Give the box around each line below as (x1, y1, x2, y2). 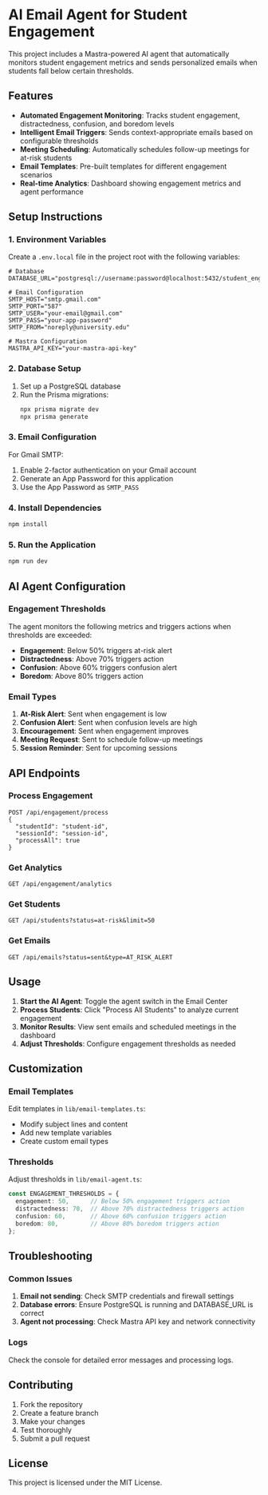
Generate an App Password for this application (19, 473, 174, 483)
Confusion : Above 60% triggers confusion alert (19, 662, 178, 672)
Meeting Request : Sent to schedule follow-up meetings (19, 735, 203, 744)
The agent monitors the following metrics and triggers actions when (8, 621, 231, 631)
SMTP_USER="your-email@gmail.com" (8, 309, 124, 317)
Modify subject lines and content (19, 1119, 128, 1129)
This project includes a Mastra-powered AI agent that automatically (8, 49, 230, 58)
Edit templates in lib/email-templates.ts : (8, 1104, 146, 1114)
